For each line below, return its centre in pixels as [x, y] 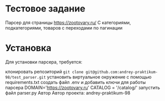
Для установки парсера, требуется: [44, 62]
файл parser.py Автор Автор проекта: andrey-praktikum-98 [68, 92]
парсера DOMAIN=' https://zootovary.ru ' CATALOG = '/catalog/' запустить [82, 87]
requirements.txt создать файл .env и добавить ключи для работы [75, 82]
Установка [28, 48]
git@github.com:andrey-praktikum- [121, 72]
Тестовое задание [45, 9]
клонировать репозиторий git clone [45, 71]
